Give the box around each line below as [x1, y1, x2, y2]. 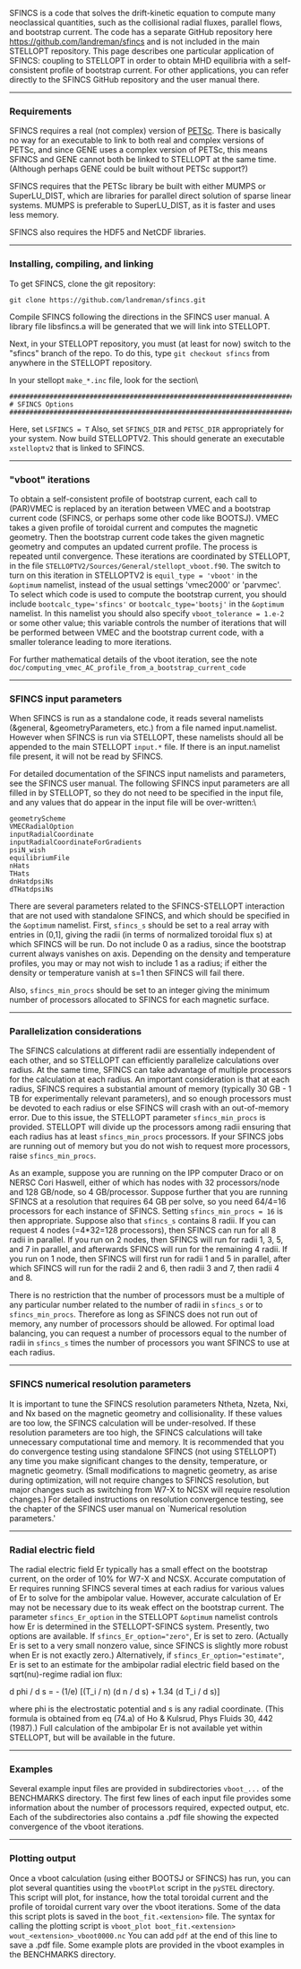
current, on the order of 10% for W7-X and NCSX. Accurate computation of [9, 1573, 287, 1584]
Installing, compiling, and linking [9, 257, 154, 270]
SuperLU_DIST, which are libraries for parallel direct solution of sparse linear [9, 190, 292, 201]
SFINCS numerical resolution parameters [9, 1378, 192, 1390]
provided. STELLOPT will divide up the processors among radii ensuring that [9, 1121, 291, 1133]
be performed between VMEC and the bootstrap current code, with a [9, 627, 264, 638]
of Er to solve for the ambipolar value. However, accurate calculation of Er [9, 1592, 282, 1604]
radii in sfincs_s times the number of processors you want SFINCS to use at [9, 1337, 290, 1348]
